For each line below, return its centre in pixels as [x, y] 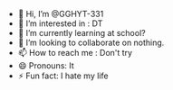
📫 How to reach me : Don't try [75, 53]
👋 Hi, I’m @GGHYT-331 [61, 14]
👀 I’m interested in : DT [60, 23]
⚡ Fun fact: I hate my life [63, 76]
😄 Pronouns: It [46, 66]
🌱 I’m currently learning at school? [82, 33]
